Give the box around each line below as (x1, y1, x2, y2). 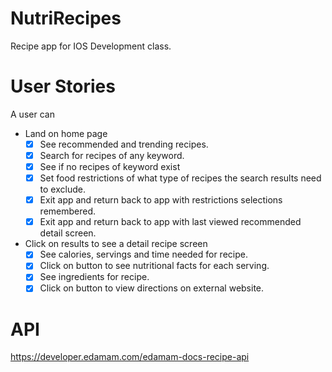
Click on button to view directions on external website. (39, 282, 265, 294)
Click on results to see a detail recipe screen (24, 238, 208, 250)
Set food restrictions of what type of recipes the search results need (39, 172, 322, 184)
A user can (10, 108, 55, 120)
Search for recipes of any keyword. (39, 149, 185, 161)
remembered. (39, 205, 97, 217)
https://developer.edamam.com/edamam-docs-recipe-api (10, 351, 250, 363)
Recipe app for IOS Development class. (10, 40, 172, 52)
